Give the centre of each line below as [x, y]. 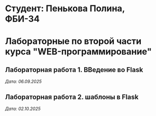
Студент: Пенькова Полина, [65, 9]
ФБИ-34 [22, 19]
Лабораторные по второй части [73, 41]
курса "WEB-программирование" [78, 52]
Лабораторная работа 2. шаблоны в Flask [72, 97]
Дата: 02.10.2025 [23, 109]
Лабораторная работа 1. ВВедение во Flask [74, 70]
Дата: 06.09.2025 [23, 82]
